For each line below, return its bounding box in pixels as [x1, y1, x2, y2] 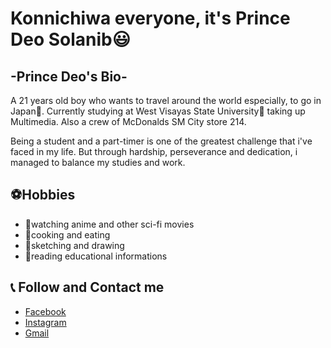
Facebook [24, 305, 67, 317]
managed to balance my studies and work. [10, 157, 186, 168]
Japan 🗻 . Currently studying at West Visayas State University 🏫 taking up [10, 105, 306, 117]
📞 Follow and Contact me [10, 279, 165, 296]
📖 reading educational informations [24, 250, 168, 262]
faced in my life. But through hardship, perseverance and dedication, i [10, 146, 298, 157]
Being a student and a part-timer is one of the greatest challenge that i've [10, 135, 313, 147]
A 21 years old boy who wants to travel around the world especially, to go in [10, 95, 322, 106]
